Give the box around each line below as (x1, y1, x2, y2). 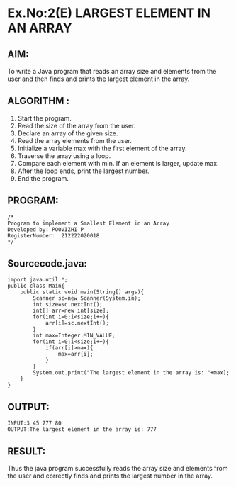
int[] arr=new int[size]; (33, 307, 110, 315)
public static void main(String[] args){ (20, 289, 144, 296)
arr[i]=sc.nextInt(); (45, 320, 110, 327)
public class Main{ (7, 282, 65, 290)
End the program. (17, 174, 69, 182)
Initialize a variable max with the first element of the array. (17, 144, 187, 152)
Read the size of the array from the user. (17, 121, 136, 130)
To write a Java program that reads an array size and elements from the (7, 67, 217, 75)
